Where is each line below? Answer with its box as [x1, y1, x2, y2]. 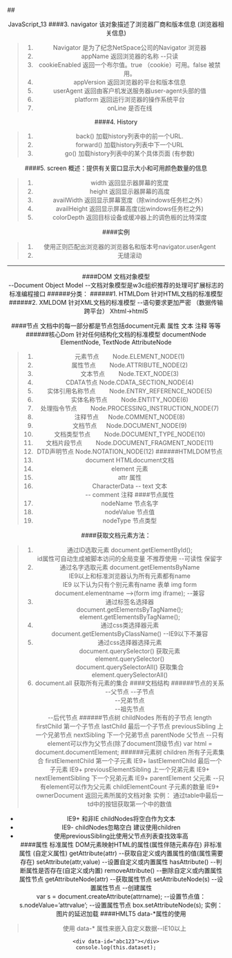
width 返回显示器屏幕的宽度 [90, 179, 169, 187]
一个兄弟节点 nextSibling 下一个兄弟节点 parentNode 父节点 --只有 [35, 731, 224, 739]
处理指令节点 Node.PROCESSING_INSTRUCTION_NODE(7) [40, 404, 220, 412]
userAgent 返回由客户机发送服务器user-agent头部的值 [52, 86, 206, 95]
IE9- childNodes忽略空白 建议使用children [61, 823, 181, 832]
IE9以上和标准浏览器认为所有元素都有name [68, 572, 191, 580]
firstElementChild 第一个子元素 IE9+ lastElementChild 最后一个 [45, 757, 222, 764]
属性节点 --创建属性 [96, 884, 153, 892]
